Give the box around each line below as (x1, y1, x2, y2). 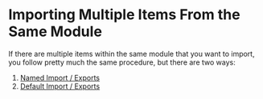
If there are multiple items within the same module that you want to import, (8, 49, 255, 58)
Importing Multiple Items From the (8, 6, 240, 24)
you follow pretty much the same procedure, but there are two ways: (8, 57, 236, 67)
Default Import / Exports (19, 81, 101, 91)
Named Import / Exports (19, 73, 101, 82)
